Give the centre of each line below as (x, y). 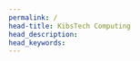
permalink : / (33, 17)
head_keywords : (37, 43)
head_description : (43, 34)
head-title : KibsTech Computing (70, 26)
